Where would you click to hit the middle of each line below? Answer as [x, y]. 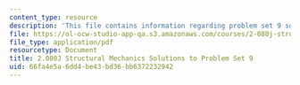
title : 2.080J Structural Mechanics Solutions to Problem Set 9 [131, 58]
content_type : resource [54, 17]
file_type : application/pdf [62, 42]
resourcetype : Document [54, 50]
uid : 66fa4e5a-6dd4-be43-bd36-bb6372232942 [92, 67]
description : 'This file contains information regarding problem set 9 [145, 26]
